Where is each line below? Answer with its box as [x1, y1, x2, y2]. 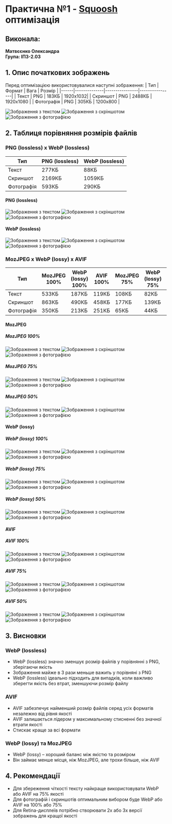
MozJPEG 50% [5, 394, 38, 400]
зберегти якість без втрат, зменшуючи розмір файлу [12, 681, 129, 687]
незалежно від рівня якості [12, 710, 72, 717]
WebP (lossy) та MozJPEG [5, 740, 73, 747]
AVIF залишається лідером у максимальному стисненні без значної [12, 716, 162, 722]
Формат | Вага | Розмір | [5, 87, 59, 94]
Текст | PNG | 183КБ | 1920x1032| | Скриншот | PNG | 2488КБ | [17, 93, 152, 99]
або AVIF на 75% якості [12, 791, 64, 797]
